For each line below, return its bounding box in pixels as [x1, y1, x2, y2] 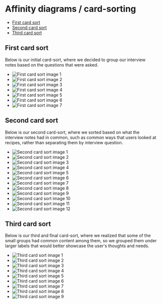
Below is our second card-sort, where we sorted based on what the [5, 129, 140, 135]
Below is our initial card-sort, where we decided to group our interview [5, 57, 146, 63]
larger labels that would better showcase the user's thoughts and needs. [5, 243, 149, 249]
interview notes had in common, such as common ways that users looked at [5, 135, 156, 140]
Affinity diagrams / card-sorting [5, 3, 136, 15]
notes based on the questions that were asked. [5, 62, 99, 68]
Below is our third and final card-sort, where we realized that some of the [5, 233, 151, 238]
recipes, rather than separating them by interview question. [5, 139, 123, 145]
